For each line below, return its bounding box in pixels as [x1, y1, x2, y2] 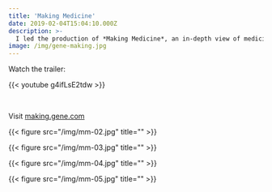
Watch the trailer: [8, 64, 66, 74]
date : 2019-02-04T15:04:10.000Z [8, 19, 117, 28]
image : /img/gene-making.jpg [8, 42, 107, 50]
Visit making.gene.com [8, 111, 85, 122]
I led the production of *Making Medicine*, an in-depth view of [15, 34, 241, 43]
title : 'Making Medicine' [8, 11, 96, 20]
